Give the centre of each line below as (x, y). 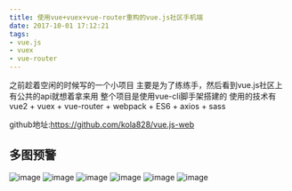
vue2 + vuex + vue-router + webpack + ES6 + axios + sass (118, 106)
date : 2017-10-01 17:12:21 (59, 26)
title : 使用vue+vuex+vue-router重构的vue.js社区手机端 (106, 17)
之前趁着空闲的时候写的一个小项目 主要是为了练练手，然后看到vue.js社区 (142, 85)
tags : (19, 34)
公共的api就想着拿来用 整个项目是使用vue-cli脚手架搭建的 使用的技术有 (146, 96)
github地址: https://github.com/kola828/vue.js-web (102, 124)
